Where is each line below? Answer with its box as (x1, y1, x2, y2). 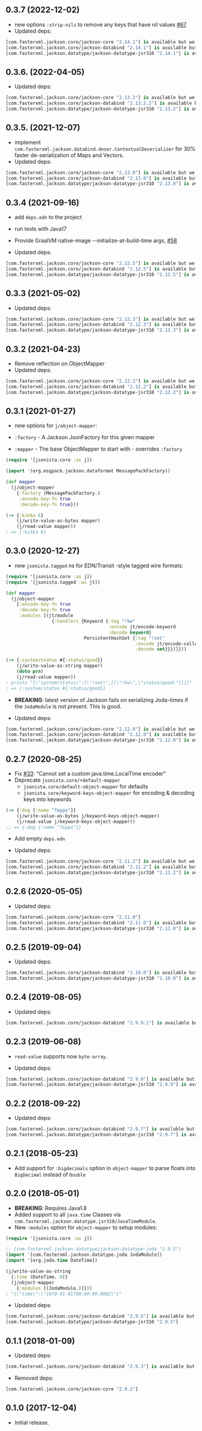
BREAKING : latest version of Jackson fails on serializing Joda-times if (14, 696, 188, 703)
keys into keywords (23, 796, 72, 803)
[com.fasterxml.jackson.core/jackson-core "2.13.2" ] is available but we (5, 95, 195, 101)
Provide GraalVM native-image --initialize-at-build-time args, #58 (14, 237, 177, 244)
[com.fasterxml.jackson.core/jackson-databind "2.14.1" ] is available (5, 45, 187, 51)
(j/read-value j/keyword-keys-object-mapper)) (16, 818, 136, 825)
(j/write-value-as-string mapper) (16, 663, 103, 669)
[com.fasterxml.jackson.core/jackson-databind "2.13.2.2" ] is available (5, 100, 192, 106)
